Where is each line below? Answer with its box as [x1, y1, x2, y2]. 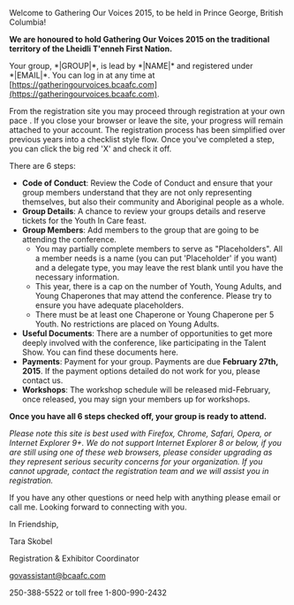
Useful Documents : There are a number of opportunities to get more [21, 328, 273, 339]
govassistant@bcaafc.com [9, 571, 106, 580]
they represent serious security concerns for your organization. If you [9, 456, 263, 467]
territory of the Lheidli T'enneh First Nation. [9, 43, 173, 54]
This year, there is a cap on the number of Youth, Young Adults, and [34, 281, 283, 291]
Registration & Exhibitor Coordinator [9, 553, 139, 563]
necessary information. [34, 272, 120, 282]
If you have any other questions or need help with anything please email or [9, 493, 281, 502]
